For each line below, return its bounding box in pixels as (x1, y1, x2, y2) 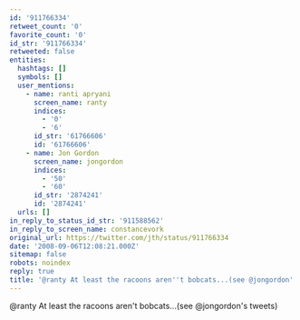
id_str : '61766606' (33, 132, 107, 141)
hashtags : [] (17, 65, 67, 74)
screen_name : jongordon (33, 156, 124, 166)
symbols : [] (17, 73, 63, 82)
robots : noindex (9, 258, 71, 268)
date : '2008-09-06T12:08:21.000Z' (9, 242, 140, 251)
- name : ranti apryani (25, 89, 111, 98)
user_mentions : (17, 81, 75, 90)
